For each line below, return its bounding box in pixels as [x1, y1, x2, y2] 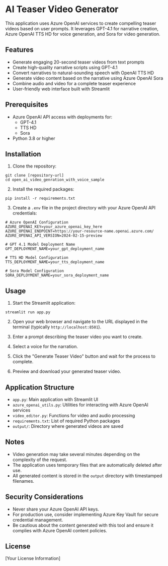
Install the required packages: [12, 186, 74, 192]
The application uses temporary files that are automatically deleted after [12, 462, 162, 468]
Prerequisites [5, 100, 48, 109]
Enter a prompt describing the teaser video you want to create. [12, 334, 143, 340]
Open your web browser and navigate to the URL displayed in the [12, 319, 148, 325]
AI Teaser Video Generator [5, 4, 119, 15]
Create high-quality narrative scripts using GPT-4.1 [12, 64, 118, 70]
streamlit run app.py [5, 310, 51, 315]
